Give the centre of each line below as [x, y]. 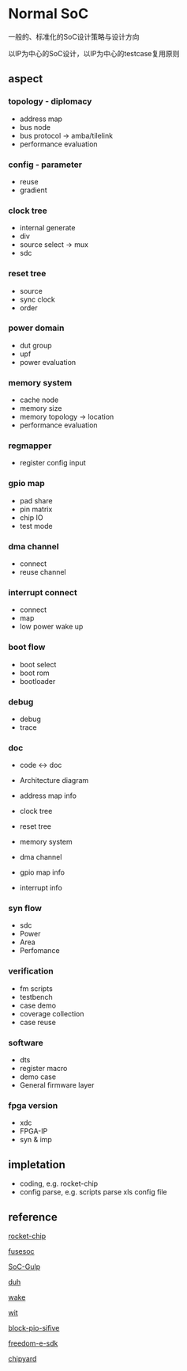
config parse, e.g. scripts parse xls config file [93, 1192]
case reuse [38, 1022]
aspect [26, 79]
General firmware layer [57, 1085]
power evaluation [48, 362]
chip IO [31, 517]
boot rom [34, 673]
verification [31, 971]
